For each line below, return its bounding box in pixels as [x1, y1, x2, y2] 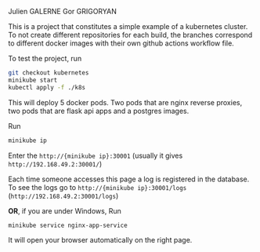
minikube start [8, 76, 58, 84]
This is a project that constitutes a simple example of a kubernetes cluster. [8, 22, 248, 31]
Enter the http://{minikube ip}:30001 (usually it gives [8, 151, 183, 160]
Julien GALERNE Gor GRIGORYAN [8, 7, 117, 16]
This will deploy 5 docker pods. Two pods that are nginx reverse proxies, [8, 97, 243, 107]
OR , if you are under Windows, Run [8, 206, 121, 215]
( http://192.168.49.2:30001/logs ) [8, 191, 119, 200]
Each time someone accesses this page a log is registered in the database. [8, 174, 250, 184]
